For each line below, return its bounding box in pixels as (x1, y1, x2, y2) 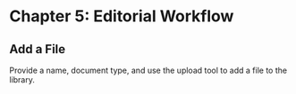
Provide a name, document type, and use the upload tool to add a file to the (9, 65, 288, 75)
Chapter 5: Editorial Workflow (9, 6, 234, 27)
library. (9, 74, 36, 85)
